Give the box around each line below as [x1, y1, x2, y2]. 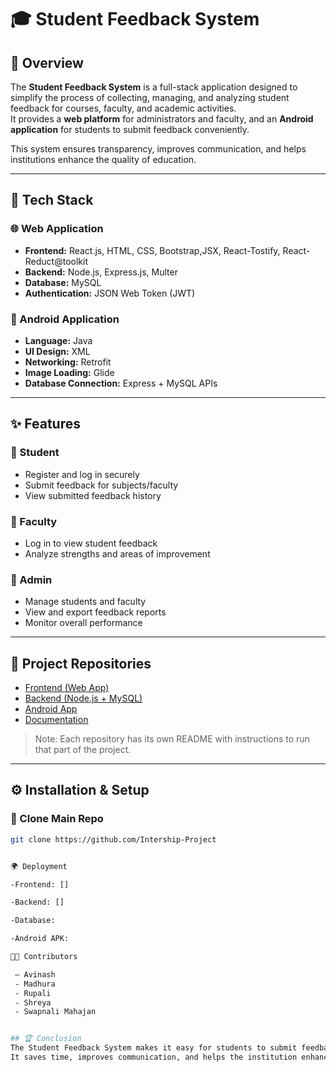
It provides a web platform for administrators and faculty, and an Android [10, 113, 314, 125]
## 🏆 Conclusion [10, 1034, 82, 1044]
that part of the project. [34, 744, 132, 756]
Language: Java [24, 334, 93, 346]
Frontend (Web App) [24, 682, 110, 694]
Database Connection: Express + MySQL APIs [24, 377, 218, 389]
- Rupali [14, 988, 52, 998]
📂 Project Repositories [10, 655, 152, 672]
